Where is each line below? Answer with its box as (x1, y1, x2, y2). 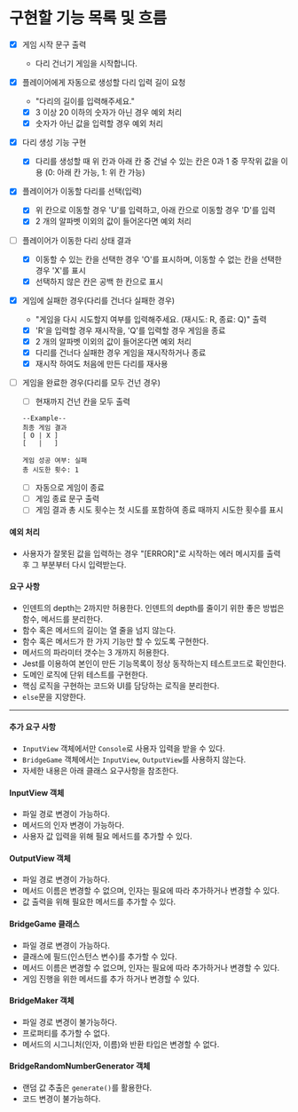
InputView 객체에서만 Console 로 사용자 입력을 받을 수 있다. (21, 743, 225, 753)
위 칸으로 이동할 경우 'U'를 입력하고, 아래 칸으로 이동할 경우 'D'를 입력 (35, 205, 276, 216)
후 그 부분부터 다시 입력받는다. (21, 559, 127, 569)
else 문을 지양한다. (21, 691, 86, 702)
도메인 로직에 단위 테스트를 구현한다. (21, 669, 148, 679)
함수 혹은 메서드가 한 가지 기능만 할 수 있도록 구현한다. (21, 636, 209, 647)
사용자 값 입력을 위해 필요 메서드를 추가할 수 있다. (21, 831, 192, 842)
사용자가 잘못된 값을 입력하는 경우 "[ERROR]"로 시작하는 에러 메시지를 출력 (21, 548, 281, 559)
